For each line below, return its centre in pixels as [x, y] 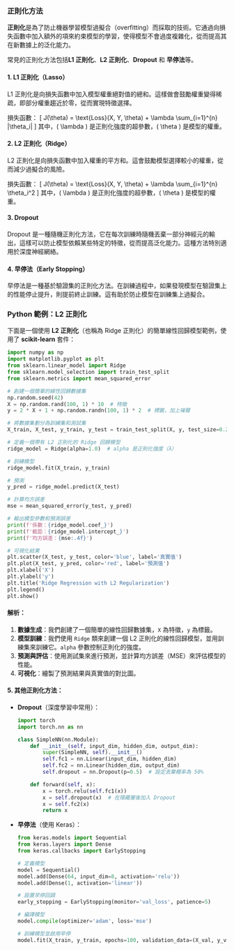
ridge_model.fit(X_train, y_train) [59, 468]
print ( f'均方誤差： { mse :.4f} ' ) [50, 538]
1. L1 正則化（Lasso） [38, 77]
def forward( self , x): [63, 784]
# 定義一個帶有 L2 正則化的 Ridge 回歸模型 [64, 442]
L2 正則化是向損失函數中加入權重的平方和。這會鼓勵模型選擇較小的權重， [112, 160]
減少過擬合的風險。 [40, 169]
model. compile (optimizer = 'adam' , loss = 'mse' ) [84, 921]
